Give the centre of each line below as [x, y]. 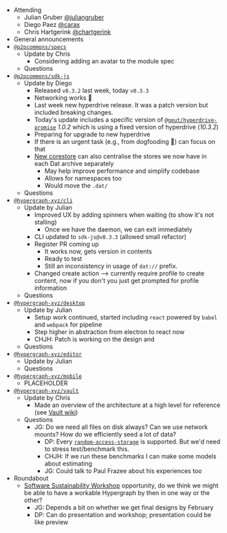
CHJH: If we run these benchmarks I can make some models [130, 456]
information [51, 288]
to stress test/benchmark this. [87, 449]
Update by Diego [48, 83]
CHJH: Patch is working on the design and [94, 339]
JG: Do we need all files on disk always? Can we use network [121, 427]
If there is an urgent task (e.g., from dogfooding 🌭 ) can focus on [125, 142]
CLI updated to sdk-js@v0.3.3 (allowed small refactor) [110, 237]
